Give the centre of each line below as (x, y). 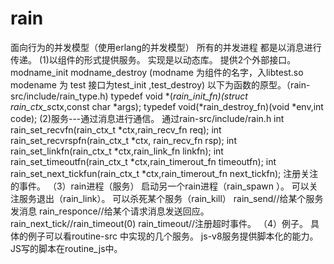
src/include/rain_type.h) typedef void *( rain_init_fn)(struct (129, 96)
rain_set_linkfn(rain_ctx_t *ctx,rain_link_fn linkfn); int (117, 151)
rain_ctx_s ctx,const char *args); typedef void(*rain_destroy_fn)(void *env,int (167, 106)
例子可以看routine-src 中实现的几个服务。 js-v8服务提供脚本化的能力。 (173, 236)
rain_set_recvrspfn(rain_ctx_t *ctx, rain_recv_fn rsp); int (123, 140)
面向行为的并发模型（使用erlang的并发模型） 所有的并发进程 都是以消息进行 (166, 47)
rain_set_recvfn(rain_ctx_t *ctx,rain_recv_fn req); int (116, 129)
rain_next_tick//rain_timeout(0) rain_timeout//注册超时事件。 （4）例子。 (159, 223)
